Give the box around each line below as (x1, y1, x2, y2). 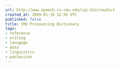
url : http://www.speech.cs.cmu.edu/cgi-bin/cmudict (5, 7, 115, 13)
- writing (5, 36, 26, 41)
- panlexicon (5, 54, 32, 59)
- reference (5, 31, 30, 36)
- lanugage (5, 40, 28, 45)
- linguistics (5, 49, 35, 54)
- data (5, 45, 19, 50)
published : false (5, 17, 41, 22)
